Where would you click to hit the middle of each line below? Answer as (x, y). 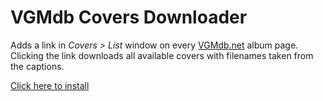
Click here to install (50, 85)
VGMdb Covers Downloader (129, 17)
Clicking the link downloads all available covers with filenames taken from (162, 55)
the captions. (37, 66)
